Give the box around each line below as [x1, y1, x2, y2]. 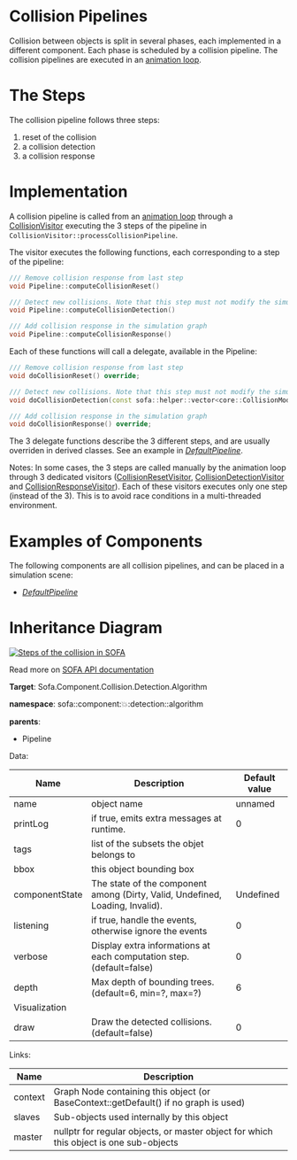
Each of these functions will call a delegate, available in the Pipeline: [9, 346, 258, 357]
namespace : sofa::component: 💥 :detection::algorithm [9, 699, 204, 709]
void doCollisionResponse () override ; [9, 420, 152, 429]
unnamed [235, 798, 276, 810]
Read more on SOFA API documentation [9, 664, 155, 675]
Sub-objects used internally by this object [53, 1111, 228, 1124]
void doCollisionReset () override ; [9, 371, 141, 380]
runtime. [91, 824, 126, 836]
